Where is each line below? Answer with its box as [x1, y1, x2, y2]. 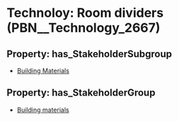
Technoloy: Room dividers [6, 5, 164, 21]
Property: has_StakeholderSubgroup [6, 48, 173, 60]
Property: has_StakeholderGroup [6, 87, 156, 99]
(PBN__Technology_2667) [6, 20, 161, 36]
